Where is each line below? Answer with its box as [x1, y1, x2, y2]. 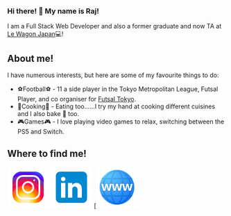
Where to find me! [7, 147, 87, 159]
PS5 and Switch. [17, 128, 65, 136]
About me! [7, 52, 54, 65]
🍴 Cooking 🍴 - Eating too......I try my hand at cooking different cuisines [17, 102, 216, 110]
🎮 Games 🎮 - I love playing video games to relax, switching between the [17, 117, 225, 126]
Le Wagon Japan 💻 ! [7, 30, 64, 38]
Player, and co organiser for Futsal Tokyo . [17, 95, 137, 103]
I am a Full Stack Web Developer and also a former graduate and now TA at [7, 22, 222, 31]
